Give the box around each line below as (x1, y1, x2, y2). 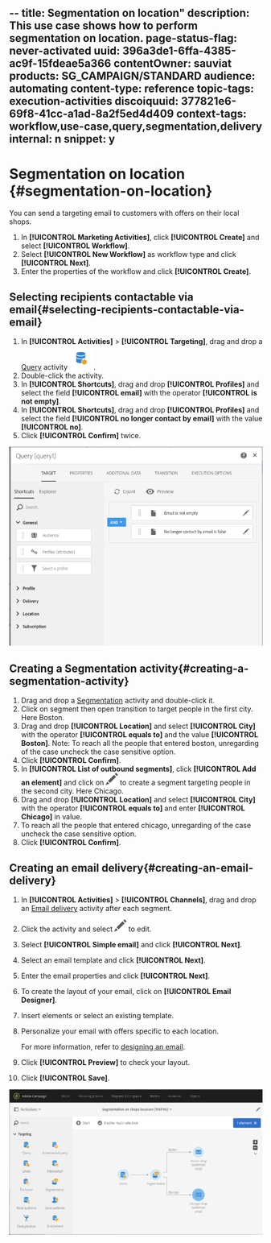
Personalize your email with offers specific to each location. (20, 1026, 220, 1036)
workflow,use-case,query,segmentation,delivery (9, 120, 263, 134)
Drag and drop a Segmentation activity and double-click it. (20, 696, 216, 706)
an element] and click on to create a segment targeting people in (20, 777, 251, 788)
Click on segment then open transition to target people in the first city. (20, 704, 253, 714)
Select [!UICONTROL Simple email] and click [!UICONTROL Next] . (20, 940, 242, 950)
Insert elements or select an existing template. (20, 1011, 175, 1021)
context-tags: (176, 107, 248, 121)
